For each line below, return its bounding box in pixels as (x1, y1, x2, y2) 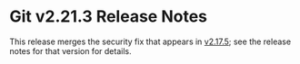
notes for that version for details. (9, 45, 132, 56)
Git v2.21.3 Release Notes (9, 6, 207, 27)
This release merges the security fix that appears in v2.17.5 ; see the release (9, 36, 292, 47)
